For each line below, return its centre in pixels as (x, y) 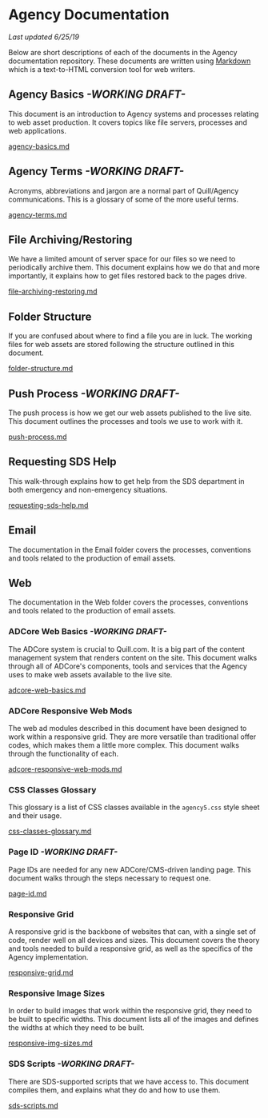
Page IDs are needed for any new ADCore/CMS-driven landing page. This (130, 869)
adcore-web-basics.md (47, 690)
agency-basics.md (39, 146)
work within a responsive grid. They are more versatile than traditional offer (132, 737)
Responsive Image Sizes (57, 993)
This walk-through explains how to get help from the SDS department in (127, 481)
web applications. (37, 130)
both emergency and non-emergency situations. (88, 489)
